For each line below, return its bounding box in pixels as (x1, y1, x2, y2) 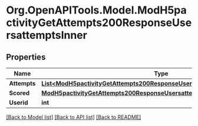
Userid (9, 98, 28, 107)
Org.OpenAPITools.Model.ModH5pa (6, 4, 187, 17)
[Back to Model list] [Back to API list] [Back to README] (6, 114, 141, 121)
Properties (6, 52, 46, 62)
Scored (9, 89, 30, 97)
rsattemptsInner (6, 29, 87, 42)
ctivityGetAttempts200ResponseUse (6, 16, 192, 29)
